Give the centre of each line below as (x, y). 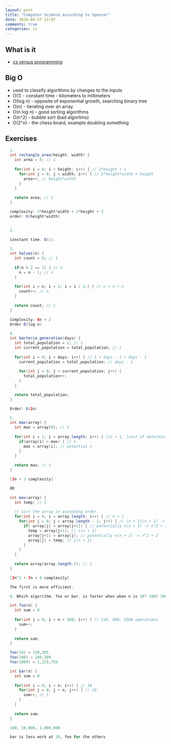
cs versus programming (37, 62)
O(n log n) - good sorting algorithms (51, 112)
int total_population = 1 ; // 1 (49, 343)
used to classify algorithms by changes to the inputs (67, 90)
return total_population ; (42, 395)
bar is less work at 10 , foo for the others (58, 737)
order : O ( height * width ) (35, 216)
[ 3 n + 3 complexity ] (32, 480)
